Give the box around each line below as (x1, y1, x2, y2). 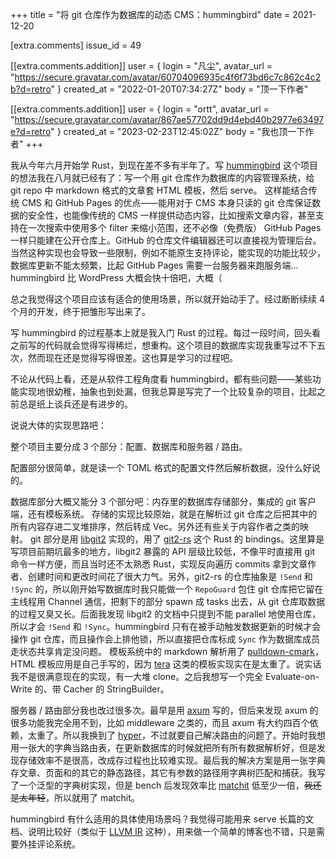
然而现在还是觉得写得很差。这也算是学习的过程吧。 (27, 352, 238, 363)
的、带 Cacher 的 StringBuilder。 (34, 683, 170, 695)
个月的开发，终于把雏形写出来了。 (10, 306, 151, 317)
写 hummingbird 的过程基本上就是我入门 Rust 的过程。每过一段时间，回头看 (10, 327, 321, 338)
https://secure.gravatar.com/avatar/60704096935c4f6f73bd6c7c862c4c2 (14, 71, 322, 83)
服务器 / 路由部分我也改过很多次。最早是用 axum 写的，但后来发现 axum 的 (10, 704, 319, 716)
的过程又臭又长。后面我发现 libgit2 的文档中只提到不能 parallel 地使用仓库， (10, 608, 322, 620)
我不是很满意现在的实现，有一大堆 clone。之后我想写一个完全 (10, 671, 264, 682)
